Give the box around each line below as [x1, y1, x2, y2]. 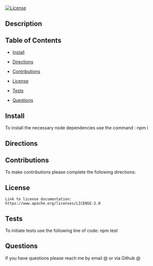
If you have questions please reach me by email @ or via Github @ [5, 255, 141, 261]
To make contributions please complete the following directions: [5, 169, 136, 175]
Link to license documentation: [5, 197, 72, 202]
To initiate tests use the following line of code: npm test [5, 228, 118, 234]
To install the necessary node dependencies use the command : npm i [5, 125, 149, 131]
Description [5, 19, 42, 28]
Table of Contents [5, 36, 62, 45]
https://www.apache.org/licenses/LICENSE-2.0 [5, 201, 101, 206]
